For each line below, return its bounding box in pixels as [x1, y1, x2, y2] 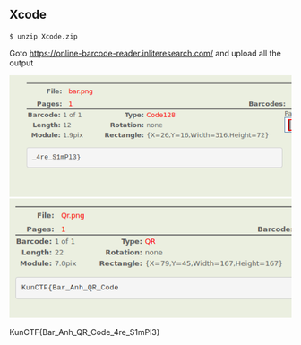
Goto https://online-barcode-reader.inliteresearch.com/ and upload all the [9, 47, 282, 58]
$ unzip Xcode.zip [9, 31, 78, 41]
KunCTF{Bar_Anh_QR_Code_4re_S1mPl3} [9, 327, 160, 338]
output [9, 57, 34, 68]
